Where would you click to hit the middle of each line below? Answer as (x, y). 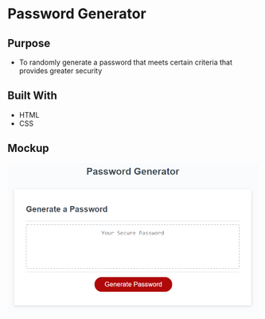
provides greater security (60, 71)
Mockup (28, 148)
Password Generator (77, 14)
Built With (32, 96)
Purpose (29, 43)
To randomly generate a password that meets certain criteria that (125, 62)
